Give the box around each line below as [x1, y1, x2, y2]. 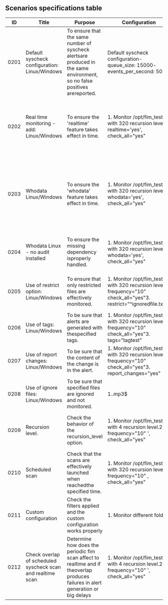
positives [66, 83, 88, 90]
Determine [66, 535, 91, 542]
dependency [66, 248, 96, 255]
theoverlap [66, 566, 92, 573]
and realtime [25, 569, 55, 576]
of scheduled [25, 557, 56, 564]
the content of [66, 354, 100, 361]
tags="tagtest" [107, 336, 142, 343]
